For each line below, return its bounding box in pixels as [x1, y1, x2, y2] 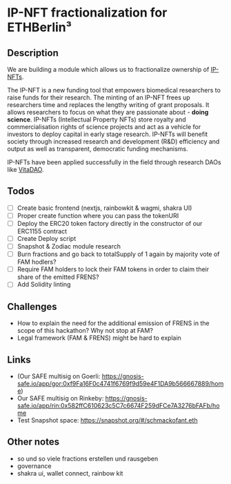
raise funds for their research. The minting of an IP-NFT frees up [7, 93, 191, 101]
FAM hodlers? [17, 258, 57, 267]
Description [7, 47, 59, 59]
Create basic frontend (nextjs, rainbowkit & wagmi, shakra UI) [17, 204, 192, 212]
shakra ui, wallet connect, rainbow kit [17, 469, 123, 477]
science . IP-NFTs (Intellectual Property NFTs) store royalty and [7, 115, 186, 124]
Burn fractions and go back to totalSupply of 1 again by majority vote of [17, 250, 220, 258]
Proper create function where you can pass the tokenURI [17, 211, 179, 220]
